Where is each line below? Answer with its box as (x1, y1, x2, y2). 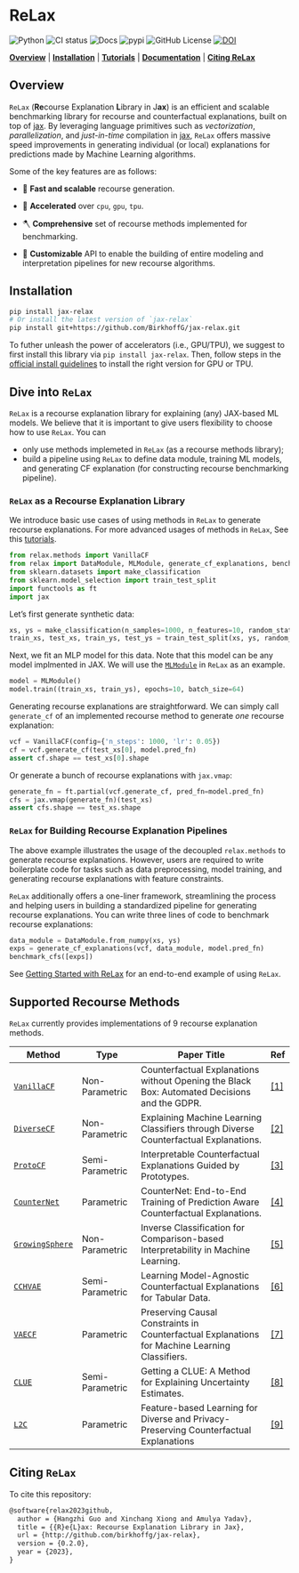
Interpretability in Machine (141, 1244, 251, 1256)
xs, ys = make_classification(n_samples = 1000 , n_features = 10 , (9, 625, 245, 634)
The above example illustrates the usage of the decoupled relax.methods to (9, 844, 287, 855)
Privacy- (192, 1413, 230, 1425)
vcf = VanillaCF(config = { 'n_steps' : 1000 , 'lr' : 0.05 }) (9, 738, 221, 746)
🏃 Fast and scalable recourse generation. (21, 183, 175, 194)
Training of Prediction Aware (141, 1196, 260, 1208)
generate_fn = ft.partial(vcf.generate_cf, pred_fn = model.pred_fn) (9, 786, 265, 796)
